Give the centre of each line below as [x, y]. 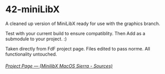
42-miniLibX [33, 9]
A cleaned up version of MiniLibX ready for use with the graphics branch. [83, 23]
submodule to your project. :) [36, 39]
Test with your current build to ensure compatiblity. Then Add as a [75, 33]
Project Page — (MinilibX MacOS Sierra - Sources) [59, 66]
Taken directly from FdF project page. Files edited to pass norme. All [78, 48]
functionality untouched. [31, 54]
